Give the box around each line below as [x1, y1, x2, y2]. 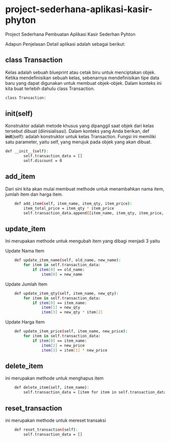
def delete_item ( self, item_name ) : [14, 385, 90, 390]
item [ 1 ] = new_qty [41, 305, 80, 310]
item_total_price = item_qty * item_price [23, 206, 114, 211]
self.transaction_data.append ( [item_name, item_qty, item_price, [23, 210, 164, 215]
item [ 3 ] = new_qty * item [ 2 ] [41, 310, 103, 315]
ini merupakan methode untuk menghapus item [5, 375, 104, 382]
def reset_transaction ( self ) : [14, 427, 78, 432]
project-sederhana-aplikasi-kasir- [5, 4, 153, 15]
